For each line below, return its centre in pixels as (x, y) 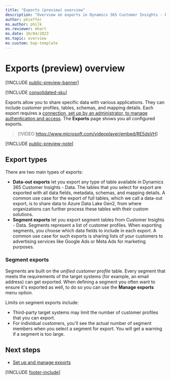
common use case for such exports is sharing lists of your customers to (88, 236)
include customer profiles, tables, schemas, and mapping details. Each (79, 107)
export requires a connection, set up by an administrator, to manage (76, 113)
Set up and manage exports (42, 362)
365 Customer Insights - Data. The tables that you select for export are (87, 187)
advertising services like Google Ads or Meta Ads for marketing (79, 241)
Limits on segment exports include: (42, 302)
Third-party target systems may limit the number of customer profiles (85, 312)
